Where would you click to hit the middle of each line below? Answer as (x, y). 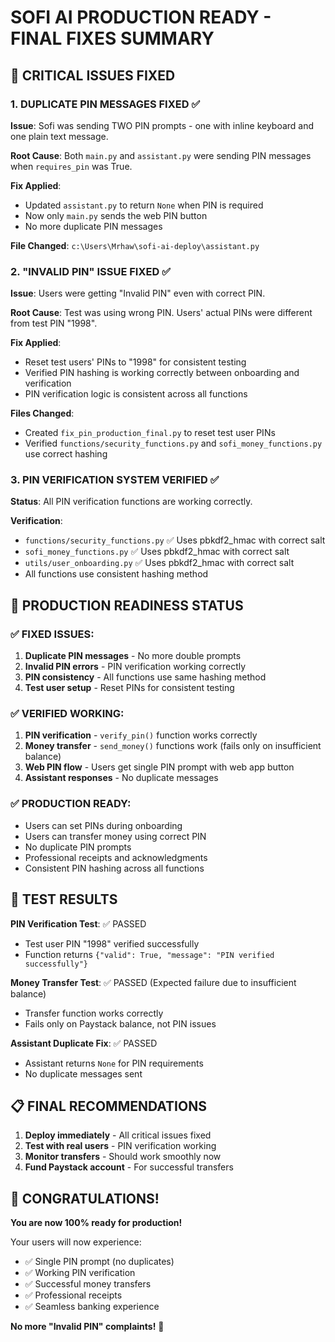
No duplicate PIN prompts (78, 847)
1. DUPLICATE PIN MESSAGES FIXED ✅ (105, 104)
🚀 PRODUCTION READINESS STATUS (127, 605)
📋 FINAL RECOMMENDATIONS (108, 1106)
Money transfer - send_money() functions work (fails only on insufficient (173, 746)
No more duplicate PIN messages (93, 226)
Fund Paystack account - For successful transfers (129, 1167)
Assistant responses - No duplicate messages (121, 778)
